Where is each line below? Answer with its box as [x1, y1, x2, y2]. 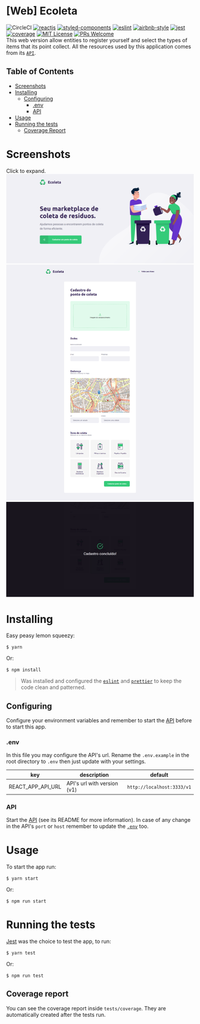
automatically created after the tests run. [6, 1011, 106, 1018]
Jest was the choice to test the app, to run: [6, 938, 111, 945]
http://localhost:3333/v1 [127, 784, 192, 790]
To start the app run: [6, 863, 57, 870]
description [79, 771, 109, 778]
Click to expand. [6, 167, 46, 174]
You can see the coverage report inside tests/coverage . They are [6, 1004, 167, 1011]
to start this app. [6, 723, 46, 731]
